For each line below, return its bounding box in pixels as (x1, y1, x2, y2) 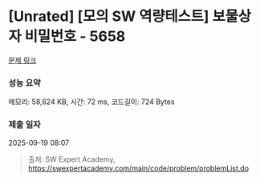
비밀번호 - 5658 (24, 27, 126, 46)
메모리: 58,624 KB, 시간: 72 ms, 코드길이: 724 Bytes (8, 97, 175, 107)
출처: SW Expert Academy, (27, 154, 116, 164)
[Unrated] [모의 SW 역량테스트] (8, 7, 209, 26)
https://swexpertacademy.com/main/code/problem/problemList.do (27, 163, 250, 173)
